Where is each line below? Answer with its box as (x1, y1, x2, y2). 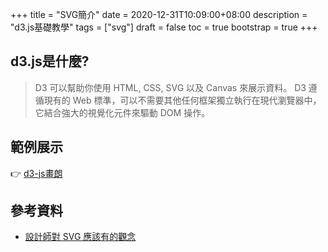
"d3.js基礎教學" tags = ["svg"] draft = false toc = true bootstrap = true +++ (10, 21, 318, 33)
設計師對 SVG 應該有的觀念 (24, 231, 137, 243)
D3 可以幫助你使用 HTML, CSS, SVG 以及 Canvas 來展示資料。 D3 (34, 81, 307, 93)
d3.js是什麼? (10, 53, 90, 70)
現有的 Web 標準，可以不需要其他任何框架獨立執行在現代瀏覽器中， (43, 94, 322, 106)
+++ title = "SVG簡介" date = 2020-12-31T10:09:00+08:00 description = (10, 9, 308, 20)
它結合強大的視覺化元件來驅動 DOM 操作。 (34, 106, 211, 118)
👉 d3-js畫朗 (10, 167, 63, 179)
